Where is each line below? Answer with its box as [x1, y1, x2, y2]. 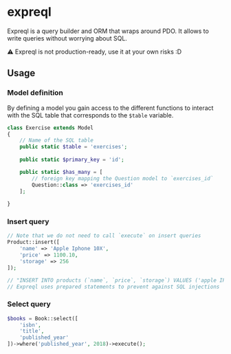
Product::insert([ [7, 239, 60, 246]
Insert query [7, 217, 49, 227]
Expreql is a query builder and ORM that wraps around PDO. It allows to [7, 27, 210, 35]
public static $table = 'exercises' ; [19, 144, 128, 151]
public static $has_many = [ [19, 168, 103, 175]
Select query [7, 300, 52, 309]
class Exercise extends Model [7, 124, 94, 131]
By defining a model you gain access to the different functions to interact [7, 104, 214, 112]
